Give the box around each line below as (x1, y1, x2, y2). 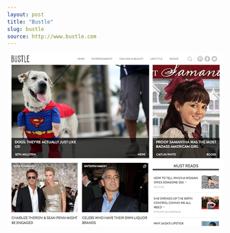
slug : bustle (7, 25, 45, 32)
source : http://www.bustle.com (7, 33, 97, 40)
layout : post (7, 11, 45, 18)
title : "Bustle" (7, 18, 54, 25)
